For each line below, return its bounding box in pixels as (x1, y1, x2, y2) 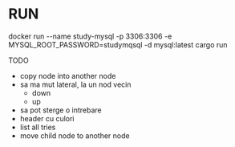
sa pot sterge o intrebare (19, 105, 102, 115)
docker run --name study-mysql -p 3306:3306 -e (8, 31, 172, 41)
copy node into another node (19, 71, 116, 80)
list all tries (19, 122, 56, 132)
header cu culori (19, 113, 75, 123)
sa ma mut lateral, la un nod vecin (19, 80, 132, 89)
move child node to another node (19, 130, 130, 141)
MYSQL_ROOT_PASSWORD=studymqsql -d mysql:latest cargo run (8, 39, 228, 49)
